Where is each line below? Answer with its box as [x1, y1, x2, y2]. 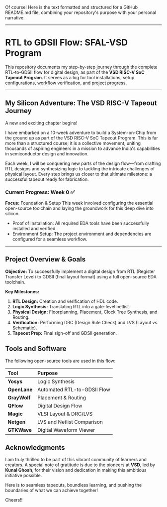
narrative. [5, 15, 25, 20]
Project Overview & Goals [5, 255, 86, 263]
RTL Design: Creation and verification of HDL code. [12, 298, 118, 304]
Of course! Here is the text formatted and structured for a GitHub [5, 4, 138, 10]
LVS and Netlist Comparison [37, 418, 103, 425]
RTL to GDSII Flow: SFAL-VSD [5, 37, 128, 48]
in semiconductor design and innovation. [5, 150, 88, 156]
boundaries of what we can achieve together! [5, 488, 98, 494]
